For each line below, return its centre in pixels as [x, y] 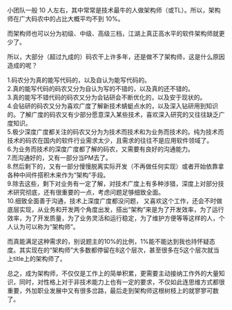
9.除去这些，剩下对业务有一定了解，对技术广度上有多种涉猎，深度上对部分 [113, 184]
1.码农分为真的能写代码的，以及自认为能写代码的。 [79, 80]
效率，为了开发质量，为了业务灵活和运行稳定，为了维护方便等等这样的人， [113, 218]
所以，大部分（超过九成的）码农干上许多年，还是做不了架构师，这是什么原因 [116, 57]
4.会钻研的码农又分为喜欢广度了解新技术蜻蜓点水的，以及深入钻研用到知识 [113, 106]
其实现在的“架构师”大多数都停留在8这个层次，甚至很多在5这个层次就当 [119, 250]
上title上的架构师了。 [37, 259]
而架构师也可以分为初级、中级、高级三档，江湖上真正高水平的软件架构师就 [113, 33]
